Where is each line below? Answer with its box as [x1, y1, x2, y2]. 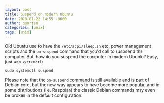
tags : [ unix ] [5, 30, 32, 35]
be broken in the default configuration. [5, 92, 83, 98]
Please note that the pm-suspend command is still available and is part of [5, 77, 149, 82]
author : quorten [5, 21, 38, 26]
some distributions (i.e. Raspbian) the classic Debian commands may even [5, 87, 155, 93]
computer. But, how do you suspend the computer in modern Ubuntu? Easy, [5, 54, 158, 59]
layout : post [5, 7, 32, 12]
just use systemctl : [5, 59, 43, 64]
